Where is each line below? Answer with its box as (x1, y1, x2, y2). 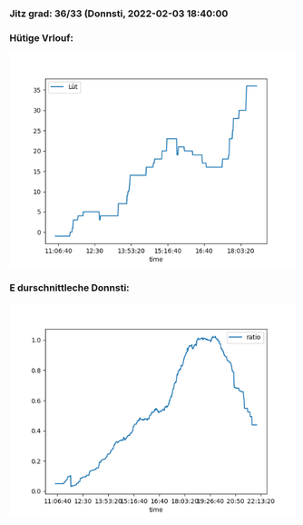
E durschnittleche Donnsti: (9, 282, 130, 294)
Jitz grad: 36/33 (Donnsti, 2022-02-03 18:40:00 (9, 7, 229, 20)
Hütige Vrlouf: (9, 31, 74, 44)
